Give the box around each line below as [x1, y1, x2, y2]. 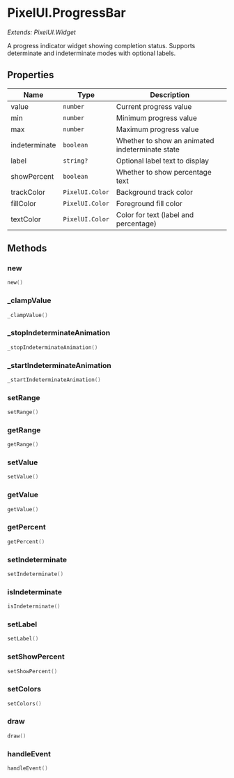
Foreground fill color [116, 198, 183, 208]
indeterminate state [116, 145, 180, 154]
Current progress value [116, 101, 192, 111]
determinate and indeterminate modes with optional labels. [7, 49, 176, 57]
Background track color [116, 187, 194, 197]
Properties [7, 69, 54, 81]
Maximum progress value [116, 124, 199, 134]
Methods [7, 242, 47, 254]
